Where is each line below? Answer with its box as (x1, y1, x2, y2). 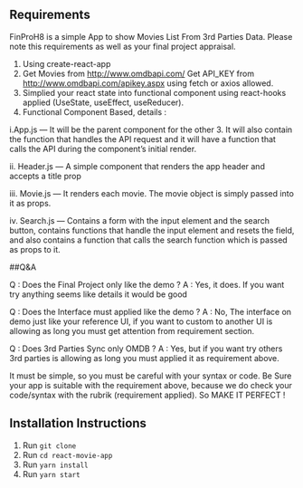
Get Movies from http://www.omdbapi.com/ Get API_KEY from (22, 68, 255, 79)
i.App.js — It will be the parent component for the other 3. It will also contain (9, 124, 293, 135)
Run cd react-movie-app (22, 449, 113, 460)
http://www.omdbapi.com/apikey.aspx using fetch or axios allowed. (22, 77, 274, 89)
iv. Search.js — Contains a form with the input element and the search (9, 215, 270, 225)
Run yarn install (22, 459, 89, 470)
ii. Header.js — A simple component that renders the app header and (9, 160, 265, 171)
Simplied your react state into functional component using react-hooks (22, 87, 287, 98)
